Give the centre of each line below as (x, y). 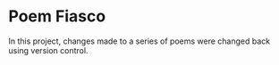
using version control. (48, 50)
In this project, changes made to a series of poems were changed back (139, 41)
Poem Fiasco (57, 16)
